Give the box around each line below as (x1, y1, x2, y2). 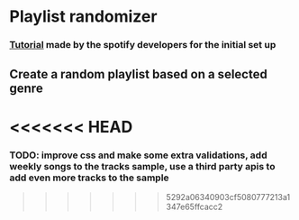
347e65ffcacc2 (166, 201, 223, 212)
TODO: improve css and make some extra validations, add (9, 149, 267, 161)
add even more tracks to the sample (9, 171, 169, 184)
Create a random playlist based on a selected (9, 66, 267, 82)
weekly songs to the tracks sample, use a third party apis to (9, 160, 276, 172)
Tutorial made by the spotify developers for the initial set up (9, 39, 276, 51)
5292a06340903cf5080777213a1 (166, 191, 291, 202)
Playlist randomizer (9, 6, 158, 27)
